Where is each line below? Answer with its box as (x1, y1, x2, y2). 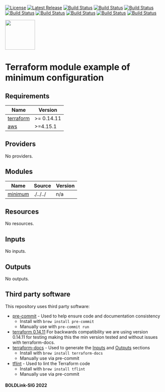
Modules (5, 167, 33, 176)
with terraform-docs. (12, 339, 55, 345)
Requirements (5, 92, 50, 100)
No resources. (5, 221, 34, 227)
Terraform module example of (5, 62, 130, 73)
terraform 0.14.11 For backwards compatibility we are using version (12, 328, 148, 335)
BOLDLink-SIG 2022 (5, 383, 48, 389)
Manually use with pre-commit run (19, 323, 89, 329)
